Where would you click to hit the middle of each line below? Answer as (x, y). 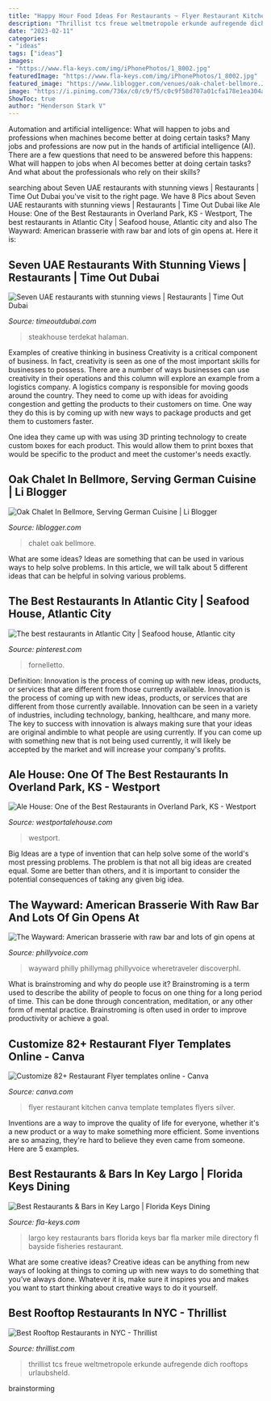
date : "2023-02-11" (41, 31)
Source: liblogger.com (45, 527)
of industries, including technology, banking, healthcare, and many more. (130, 715)
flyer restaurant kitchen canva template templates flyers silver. (131, 1107)
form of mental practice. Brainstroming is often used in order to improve (128, 1010)
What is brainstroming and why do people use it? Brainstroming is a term (129, 984)
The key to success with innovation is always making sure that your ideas (130, 723)
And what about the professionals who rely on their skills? (104, 172)
